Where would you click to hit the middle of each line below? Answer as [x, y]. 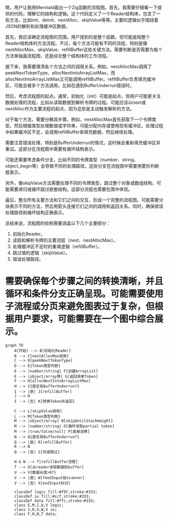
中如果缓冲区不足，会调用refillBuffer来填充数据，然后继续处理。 [71, 132]
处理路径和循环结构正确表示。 [36, 212]
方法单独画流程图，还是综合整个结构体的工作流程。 [58, 56]
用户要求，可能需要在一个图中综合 [84, 319]
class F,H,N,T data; [36, 514]
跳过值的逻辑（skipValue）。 [41, 253]
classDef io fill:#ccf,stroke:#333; [53, 496]
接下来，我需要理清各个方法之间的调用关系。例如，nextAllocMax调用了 [78, 66]
